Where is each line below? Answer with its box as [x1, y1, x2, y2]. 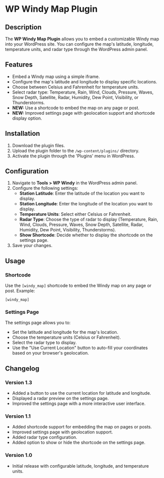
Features [5, 60, 33, 69]
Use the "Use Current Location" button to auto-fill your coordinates [12, 345, 148, 351]
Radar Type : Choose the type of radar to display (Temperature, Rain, [19, 217, 158, 223]
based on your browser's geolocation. [12, 350, 89, 356]
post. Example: [5, 288, 35, 294]
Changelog [5, 364, 40, 373]
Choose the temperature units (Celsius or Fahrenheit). [12, 334, 121, 340]
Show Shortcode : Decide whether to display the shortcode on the [19, 232, 153, 238]
